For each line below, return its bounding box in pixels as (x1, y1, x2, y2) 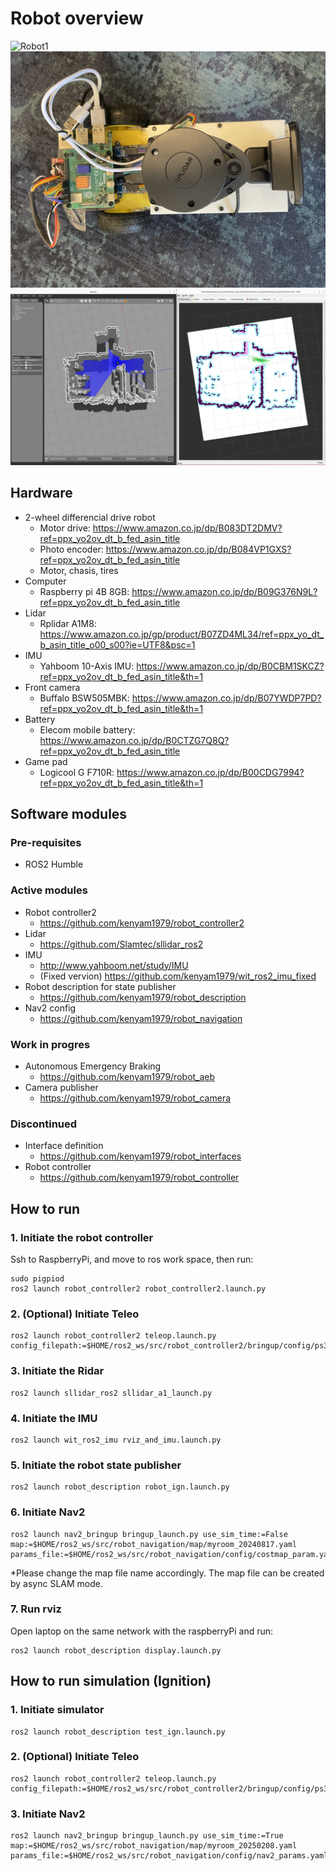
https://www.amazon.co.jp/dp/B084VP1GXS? (105, 543, 292, 555)
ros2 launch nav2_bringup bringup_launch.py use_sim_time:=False (10, 1529, 288, 1539)
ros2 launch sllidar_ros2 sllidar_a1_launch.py (10, 1388, 213, 1398)
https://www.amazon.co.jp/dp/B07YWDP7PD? (131, 692, 322, 704)
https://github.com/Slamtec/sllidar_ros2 (39, 938, 204, 950)
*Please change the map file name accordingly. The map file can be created (10, 1567, 325, 1579)
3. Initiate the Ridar (10, 1364, 105, 1378)
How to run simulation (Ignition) (10, 1673, 212, 1690)
